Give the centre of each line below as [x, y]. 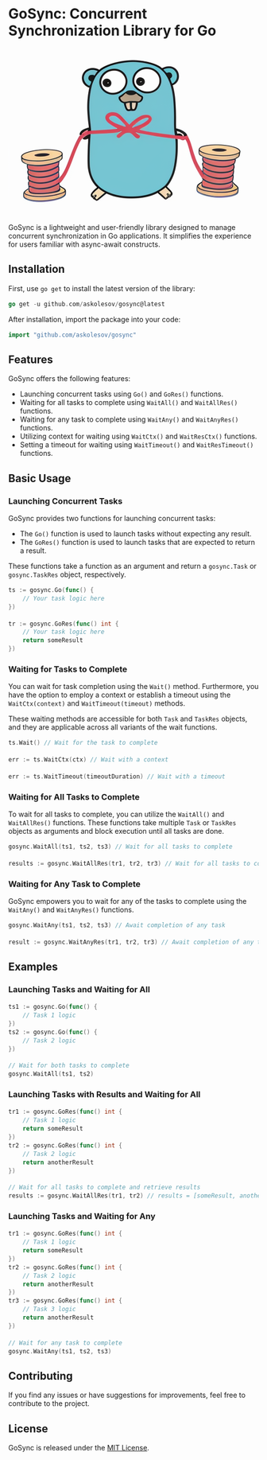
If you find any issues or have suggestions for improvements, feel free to [127, 1395]
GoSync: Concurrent [78, 14]
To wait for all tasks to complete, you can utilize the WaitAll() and [116, 814]
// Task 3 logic [50, 1310]
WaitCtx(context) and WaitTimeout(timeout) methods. [97, 703]
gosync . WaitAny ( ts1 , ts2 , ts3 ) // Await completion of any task [117, 925]
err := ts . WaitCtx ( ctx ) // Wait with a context [89, 760]
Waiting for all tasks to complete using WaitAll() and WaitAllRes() [129, 403]
